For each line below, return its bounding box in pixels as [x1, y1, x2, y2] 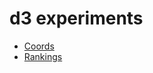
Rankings [23, 50, 63, 62]
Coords [23, 40, 55, 52]
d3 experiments [9, 7, 144, 30]
